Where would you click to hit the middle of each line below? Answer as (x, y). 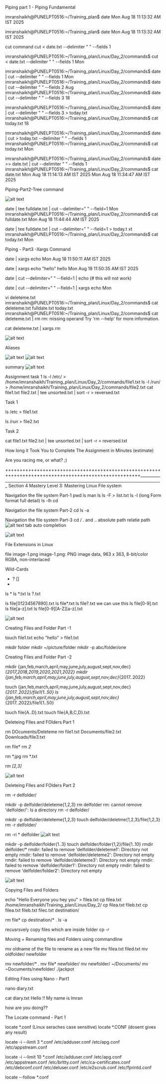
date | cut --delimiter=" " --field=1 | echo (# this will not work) (68, 278)
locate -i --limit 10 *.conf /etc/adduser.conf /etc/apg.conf (63, 1057)
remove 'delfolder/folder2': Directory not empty (54, 871)
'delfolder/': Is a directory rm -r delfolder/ (47, 810)
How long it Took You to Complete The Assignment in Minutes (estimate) (80, 450)
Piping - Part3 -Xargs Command (38, 249)
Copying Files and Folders (32, 890)
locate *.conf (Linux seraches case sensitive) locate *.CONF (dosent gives (81, 1027)
